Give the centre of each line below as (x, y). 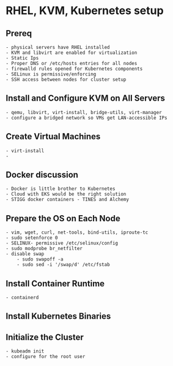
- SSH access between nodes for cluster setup (66, 80)
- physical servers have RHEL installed (58, 47)
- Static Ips (22, 58)
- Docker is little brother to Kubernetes (61, 189)
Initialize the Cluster (45, 337)
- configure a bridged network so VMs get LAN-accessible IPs (86, 118)
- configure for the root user (46, 357)
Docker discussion (42, 175)
